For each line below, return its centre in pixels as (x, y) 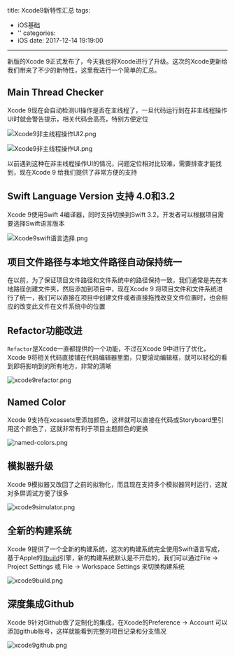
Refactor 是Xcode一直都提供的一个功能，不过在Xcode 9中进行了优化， (108, 349)
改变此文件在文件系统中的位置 (62, 307)
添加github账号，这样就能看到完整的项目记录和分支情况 (87, 631)
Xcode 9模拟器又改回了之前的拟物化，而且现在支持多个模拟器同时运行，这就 (117, 484)
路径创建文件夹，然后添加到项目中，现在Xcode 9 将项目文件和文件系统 (115, 289)
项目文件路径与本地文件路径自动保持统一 (94, 262)
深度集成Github (41, 604)
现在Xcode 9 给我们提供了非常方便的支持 (78, 172)
